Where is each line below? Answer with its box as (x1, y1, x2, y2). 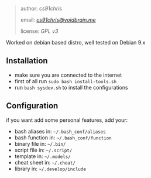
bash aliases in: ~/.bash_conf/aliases (14, 128, 107, 135)
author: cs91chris (20, 5, 63, 12)
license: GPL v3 (20, 28, 59, 35)
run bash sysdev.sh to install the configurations (14, 84, 129, 91)
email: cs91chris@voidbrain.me (20, 16, 96, 23)
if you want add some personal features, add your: (6, 117, 128, 124)
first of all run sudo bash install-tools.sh (14, 77, 117, 84)
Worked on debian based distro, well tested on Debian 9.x (6, 39, 146, 46)
